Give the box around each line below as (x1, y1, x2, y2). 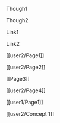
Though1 (6, 5, 27, 12)
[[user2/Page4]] (6, 87, 46, 94)
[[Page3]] (6, 75, 30, 82)
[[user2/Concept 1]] (6, 110, 55, 117)
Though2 (6, 17, 29, 24)
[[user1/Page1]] (6, 99, 43, 106)
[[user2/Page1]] (6, 52, 45, 59)
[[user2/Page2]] (6, 63, 46, 71)
